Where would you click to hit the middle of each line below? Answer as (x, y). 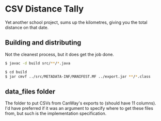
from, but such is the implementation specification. (56, 113)
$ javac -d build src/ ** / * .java (38, 63)
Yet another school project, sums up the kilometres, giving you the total (76, 22)
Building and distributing (43, 43)
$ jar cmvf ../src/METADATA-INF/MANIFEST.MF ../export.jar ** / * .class (78, 76)
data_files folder (30, 91)
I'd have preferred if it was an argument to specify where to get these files (79, 108)
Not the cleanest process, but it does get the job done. (59, 54)
